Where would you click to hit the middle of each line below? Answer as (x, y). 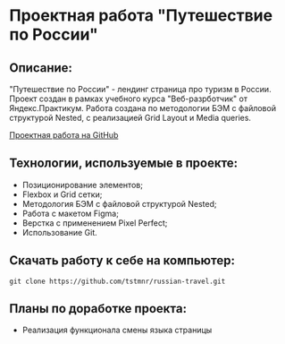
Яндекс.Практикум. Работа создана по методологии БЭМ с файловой (143, 108)
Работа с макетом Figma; (70, 213)
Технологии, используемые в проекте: (124, 163)
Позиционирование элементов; (82, 185)
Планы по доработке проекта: (98, 309)
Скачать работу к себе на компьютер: (122, 261)
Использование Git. (59, 232)
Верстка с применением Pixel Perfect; (95, 223)
